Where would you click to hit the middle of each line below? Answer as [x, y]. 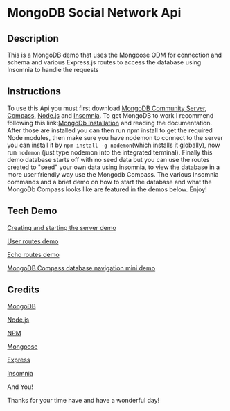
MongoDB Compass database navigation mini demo [81, 268]
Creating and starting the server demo [62, 227]
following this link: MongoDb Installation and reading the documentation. [110, 123]
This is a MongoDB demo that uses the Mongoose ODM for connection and [115, 55]
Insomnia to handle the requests [53, 70]
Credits [24, 290]
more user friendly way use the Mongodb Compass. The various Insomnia [113, 174]
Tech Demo [32, 211]
